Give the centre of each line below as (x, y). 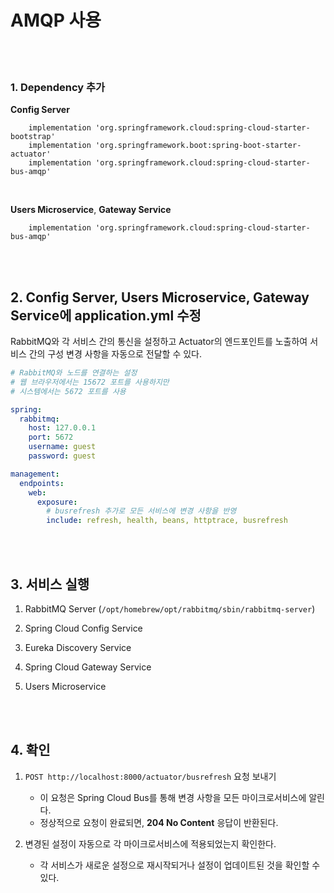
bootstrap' (33, 137)
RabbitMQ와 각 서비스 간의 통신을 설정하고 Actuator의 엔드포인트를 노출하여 (159, 342)
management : (35, 474)
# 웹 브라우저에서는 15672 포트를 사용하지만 (90, 382)
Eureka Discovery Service (78, 647)
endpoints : (42, 483)
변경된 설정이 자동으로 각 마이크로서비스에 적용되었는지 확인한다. (150, 843)
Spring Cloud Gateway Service (88, 667)
